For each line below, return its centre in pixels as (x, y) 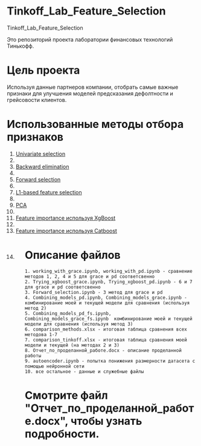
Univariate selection (40, 154)
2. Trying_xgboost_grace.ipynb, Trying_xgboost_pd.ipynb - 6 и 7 (108, 282)
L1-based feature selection (49, 192)
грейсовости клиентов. (37, 100)
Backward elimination (42, 167)
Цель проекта (43, 70)
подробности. (62, 434)
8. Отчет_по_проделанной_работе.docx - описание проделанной (103, 350)
